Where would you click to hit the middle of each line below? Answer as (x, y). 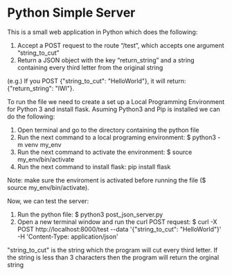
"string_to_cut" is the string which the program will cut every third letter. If (113, 250)
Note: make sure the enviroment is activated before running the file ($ (107, 180)
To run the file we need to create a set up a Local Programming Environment (116, 101)
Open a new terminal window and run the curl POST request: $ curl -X (117, 222)
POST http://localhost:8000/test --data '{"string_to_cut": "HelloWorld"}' (119, 229)
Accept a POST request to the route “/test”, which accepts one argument (121, 45)
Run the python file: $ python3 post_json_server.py (90, 214)
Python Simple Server (71, 13)
